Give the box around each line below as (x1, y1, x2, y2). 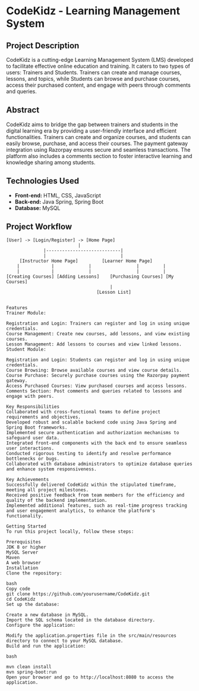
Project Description (6, 40, 80, 51)
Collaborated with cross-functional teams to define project (6, 409, 161, 415)
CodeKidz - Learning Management (6, 4, 180, 18)
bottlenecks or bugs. (6, 456, 60, 462)
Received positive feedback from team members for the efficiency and (6, 492, 185, 498)
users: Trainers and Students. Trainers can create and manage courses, (6, 69, 182, 76)
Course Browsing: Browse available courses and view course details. (6, 368, 182, 373)
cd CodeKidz (6, 596, 36, 602)
